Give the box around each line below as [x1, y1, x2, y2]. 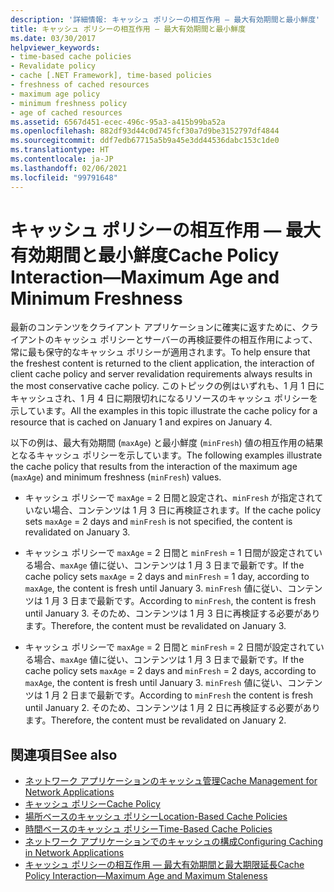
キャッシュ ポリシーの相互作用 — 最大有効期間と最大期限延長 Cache [24, 859, 305, 871]
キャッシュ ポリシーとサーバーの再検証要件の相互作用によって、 [53, 334, 318, 346]
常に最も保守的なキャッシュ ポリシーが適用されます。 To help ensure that [10, 346, 311, 358]
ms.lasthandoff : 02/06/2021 [10, 163, 128, 173]
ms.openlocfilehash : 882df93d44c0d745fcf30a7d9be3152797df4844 [10, 126, 280, 136]
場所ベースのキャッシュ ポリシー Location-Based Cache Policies [24, 811, 288, 823]
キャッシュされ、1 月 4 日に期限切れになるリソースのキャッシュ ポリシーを [10, 392, 318, 405]
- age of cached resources [10, 107, 123, 118]
